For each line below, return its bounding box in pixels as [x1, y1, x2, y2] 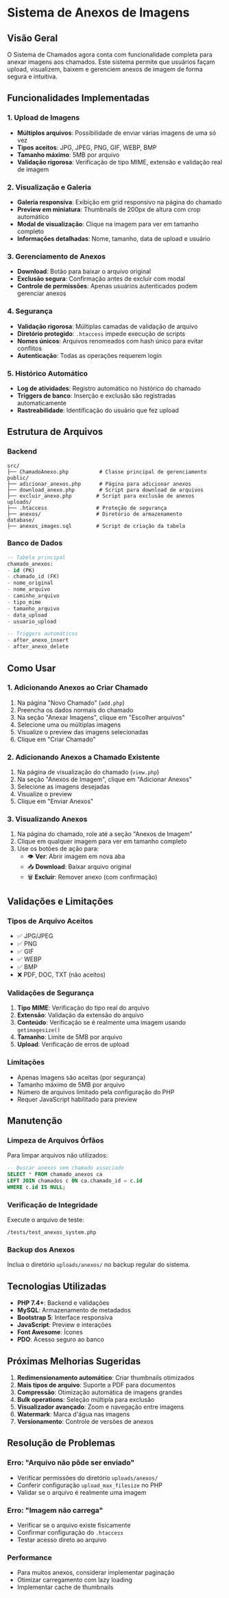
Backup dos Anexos [7, 1245, 75, 1255]
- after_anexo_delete [7, 643, 69, 650]
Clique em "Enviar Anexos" [16, 797, 94, 806]
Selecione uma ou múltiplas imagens [16, 721, 121, 729]
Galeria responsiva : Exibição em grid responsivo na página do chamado [16, 198, 222, 206]
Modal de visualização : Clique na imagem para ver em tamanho [16, 220, 199, 228]
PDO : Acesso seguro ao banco [16, 1335, 104, 1343]
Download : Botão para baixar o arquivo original [16, 267, 152, 276]
